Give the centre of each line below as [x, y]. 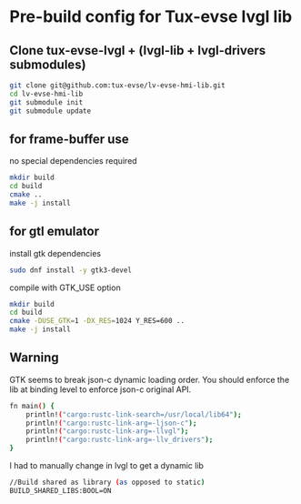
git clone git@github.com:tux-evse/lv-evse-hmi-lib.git [117, 86]
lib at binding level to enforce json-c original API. [100, 389]
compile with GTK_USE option [65, 287]
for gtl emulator [55, 232]
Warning [34, 358]
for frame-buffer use [69, 139]
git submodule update [50, 111]
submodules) [48, 64]
